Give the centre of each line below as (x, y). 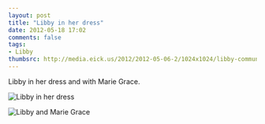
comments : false (35, 37)
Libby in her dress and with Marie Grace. (74, 81)
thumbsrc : (24, 60)
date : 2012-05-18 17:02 (47, 30)
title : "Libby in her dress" (56, 23)
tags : (17, 45)
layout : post (30, 15)
